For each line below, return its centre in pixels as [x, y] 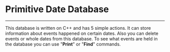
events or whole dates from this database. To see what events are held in [81, 38]
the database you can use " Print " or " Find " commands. [63, 44]
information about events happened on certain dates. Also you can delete [82, 33]
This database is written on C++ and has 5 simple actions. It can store [78, 28]
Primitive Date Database [57, 9]
